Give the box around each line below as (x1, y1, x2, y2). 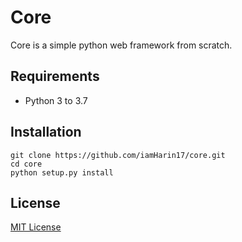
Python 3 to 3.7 (24, 94, 88, 106)
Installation (10, 124, 82, 141)
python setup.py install (10, 167, 114, 178)
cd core (10, 159, 43, 169)
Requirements (10, 68, 100, 85)
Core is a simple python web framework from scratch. (10, 39, 233, 51)
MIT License (10, 221, 62, 233)
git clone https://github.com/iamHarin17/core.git (10, 150, 226, 160)
